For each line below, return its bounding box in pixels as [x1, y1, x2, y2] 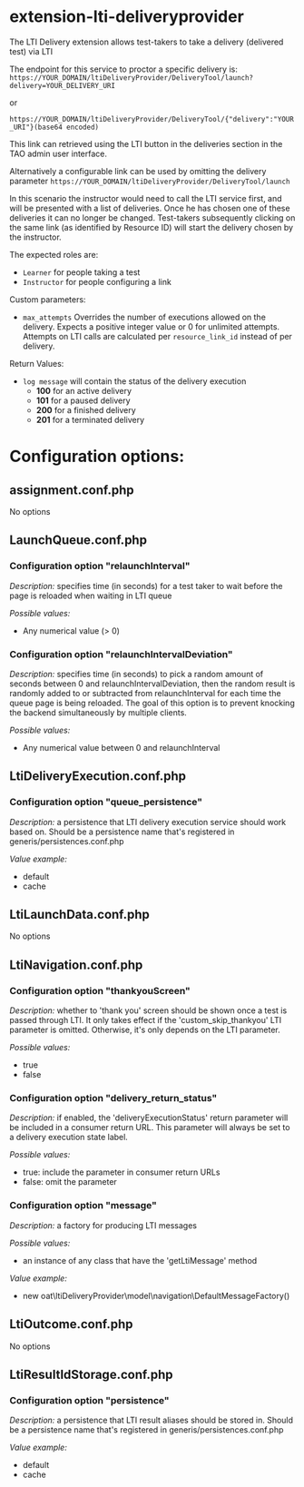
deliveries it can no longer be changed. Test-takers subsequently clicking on [9, 212, 296, 223]
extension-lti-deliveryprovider [9, 6, 245, 27]
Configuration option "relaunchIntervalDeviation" [9, 647, 233, 660]
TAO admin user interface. [9, 148, 107, 159]
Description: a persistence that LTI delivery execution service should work [9, 816, 287, 827]
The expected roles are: [9, 249, 99, 260]
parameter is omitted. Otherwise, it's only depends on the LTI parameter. [9, 1024, 281, 1036]
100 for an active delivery [35, 385, 132, 396]
